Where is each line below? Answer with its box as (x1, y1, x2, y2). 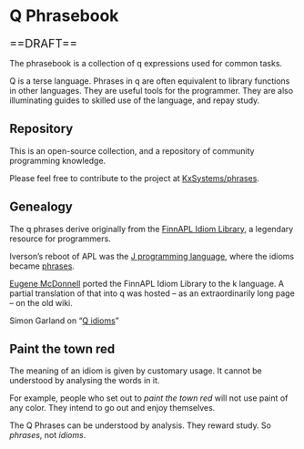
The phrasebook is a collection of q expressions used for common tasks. (9, 57, 283, 68)
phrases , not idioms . (9, 430, 86, 441)
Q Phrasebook (9, 5, 119, 26)
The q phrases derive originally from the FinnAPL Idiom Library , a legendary (9, 223, 294, 234)
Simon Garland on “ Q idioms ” (9, 315, 120, 326)
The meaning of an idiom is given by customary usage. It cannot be (9, 365, 262, 376)
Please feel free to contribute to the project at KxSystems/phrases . (9, 172, 259, 183)
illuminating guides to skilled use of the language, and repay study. (9, 95, 260, 106)
